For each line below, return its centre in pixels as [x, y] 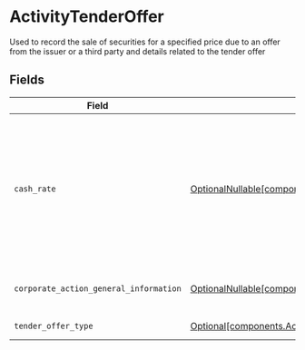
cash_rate [35, 189]
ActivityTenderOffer [87, 17]
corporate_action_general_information [98, 288]
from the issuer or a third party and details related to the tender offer [138, 51]
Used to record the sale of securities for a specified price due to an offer [145, 42]
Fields [27, 80]
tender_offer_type [54, 326]
